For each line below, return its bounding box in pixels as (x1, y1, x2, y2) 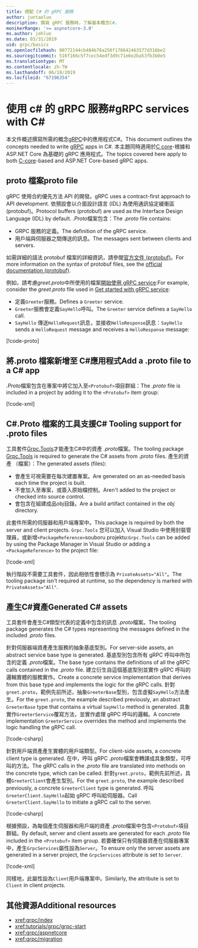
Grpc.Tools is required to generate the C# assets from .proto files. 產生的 (6, 452, 184, 460)
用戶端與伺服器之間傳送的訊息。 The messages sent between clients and (14, 235, 191, 242)
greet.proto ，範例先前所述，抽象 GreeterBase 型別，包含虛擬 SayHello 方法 (6, 689, 185, 696)
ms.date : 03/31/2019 (6, 36, 58, 42)
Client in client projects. (6, 882, 66, 889)
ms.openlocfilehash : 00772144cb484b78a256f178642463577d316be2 (6, 47, 166, 53)
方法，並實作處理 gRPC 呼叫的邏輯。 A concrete (64, 711, 180, 718)
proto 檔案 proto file (6, 176, 78, 186)
